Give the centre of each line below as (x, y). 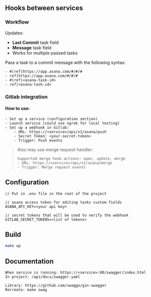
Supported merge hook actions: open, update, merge (71, 159)
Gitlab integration (26, 97)
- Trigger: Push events (38, 140)
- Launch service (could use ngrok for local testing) (62, 123)
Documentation (30, 261)
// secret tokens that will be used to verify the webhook (67, 215)
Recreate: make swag (26, 290)
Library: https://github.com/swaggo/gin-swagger (56, 286)
